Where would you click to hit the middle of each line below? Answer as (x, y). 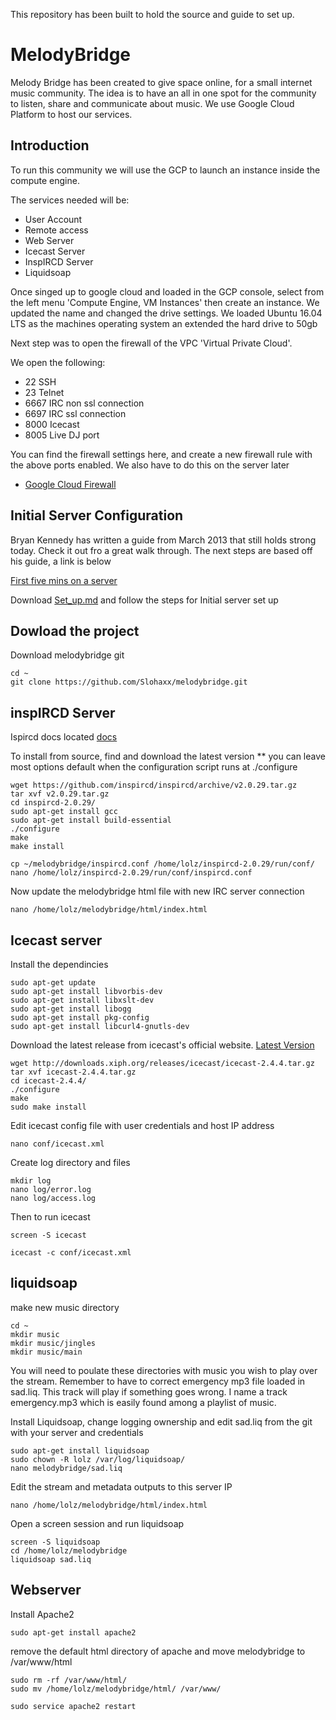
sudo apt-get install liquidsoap (80, 1450)
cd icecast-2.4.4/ (48, 1081)
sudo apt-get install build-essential (91, 820)
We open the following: (58, 362)
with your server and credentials (77, 1432)
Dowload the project (75, 630)
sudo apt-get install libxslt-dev (82, 1000)
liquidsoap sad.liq (51, 1559)
